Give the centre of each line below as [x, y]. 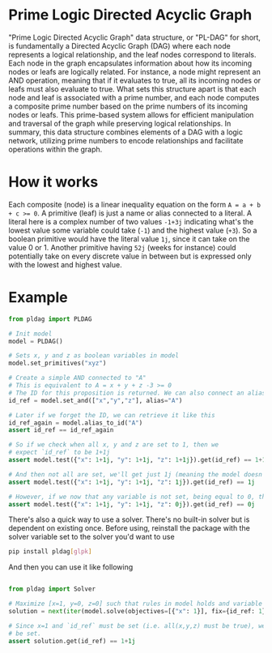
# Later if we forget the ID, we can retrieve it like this [112, 415]
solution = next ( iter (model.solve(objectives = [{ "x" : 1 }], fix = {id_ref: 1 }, [139, 612]
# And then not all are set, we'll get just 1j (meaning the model [125, 474]
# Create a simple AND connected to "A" [78, 378]
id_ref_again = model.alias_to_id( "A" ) [76, 423]
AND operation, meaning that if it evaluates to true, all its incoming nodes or [135, 80]
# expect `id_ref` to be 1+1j [59, 452]
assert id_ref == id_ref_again [61, 430]
